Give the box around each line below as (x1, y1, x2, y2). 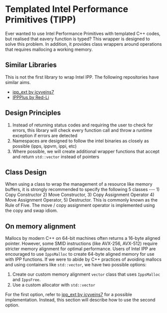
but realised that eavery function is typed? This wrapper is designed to (5, 36, 150, 42)
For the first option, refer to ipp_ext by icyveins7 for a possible (5, 292, 133, 298)
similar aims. (5, 79, 31, 85)
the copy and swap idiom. (5, 208, 58, 213)
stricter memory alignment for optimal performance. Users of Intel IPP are (5, 246, 156, 252)
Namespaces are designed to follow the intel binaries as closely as (12, 138, 149, 144)
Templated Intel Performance (5, 3, 128, 15)
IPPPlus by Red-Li (12, 94, 49, 100)
